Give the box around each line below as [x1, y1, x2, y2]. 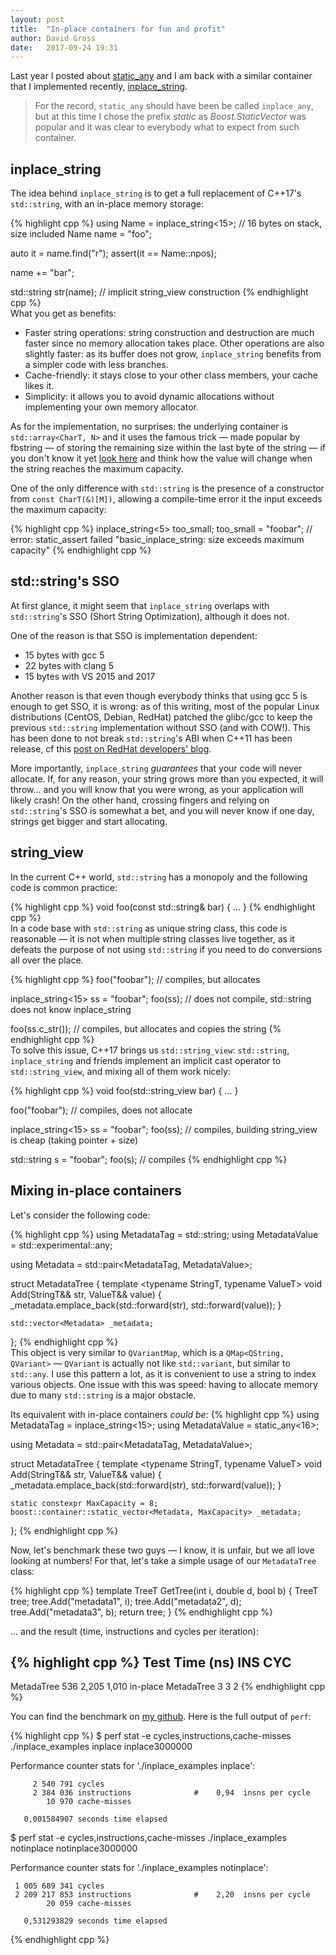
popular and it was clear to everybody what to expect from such [34, 121, 300, 133]
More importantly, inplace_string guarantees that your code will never [10, 762, 303, 774]
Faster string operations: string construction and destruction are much [24, 327, 315, 339]
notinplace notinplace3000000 [10, 1842, 138, 1855]
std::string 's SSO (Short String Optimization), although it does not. [10, 610, 290, 622]
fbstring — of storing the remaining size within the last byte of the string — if [10, 442, 327, 454]
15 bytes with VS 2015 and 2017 [24, 670, 156, 682]
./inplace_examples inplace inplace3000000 [10, 1741, 193, 1753]
